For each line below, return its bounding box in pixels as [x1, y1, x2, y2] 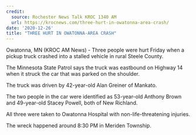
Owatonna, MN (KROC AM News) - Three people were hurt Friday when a [6, 46, 185, 53]
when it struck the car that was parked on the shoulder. [6, 70, 140, 77]
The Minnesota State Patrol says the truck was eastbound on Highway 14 [6, 64, 183, 71]
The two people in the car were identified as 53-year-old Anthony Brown [6, 93, 182, 100]
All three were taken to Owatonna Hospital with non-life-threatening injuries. [6, 111, 191, 118]
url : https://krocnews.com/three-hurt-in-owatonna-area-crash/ [11, 19, 169, 25]
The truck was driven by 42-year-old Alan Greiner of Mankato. [6, 82, 157, 89]
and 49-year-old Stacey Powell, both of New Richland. [6, 99, 138, 106]
